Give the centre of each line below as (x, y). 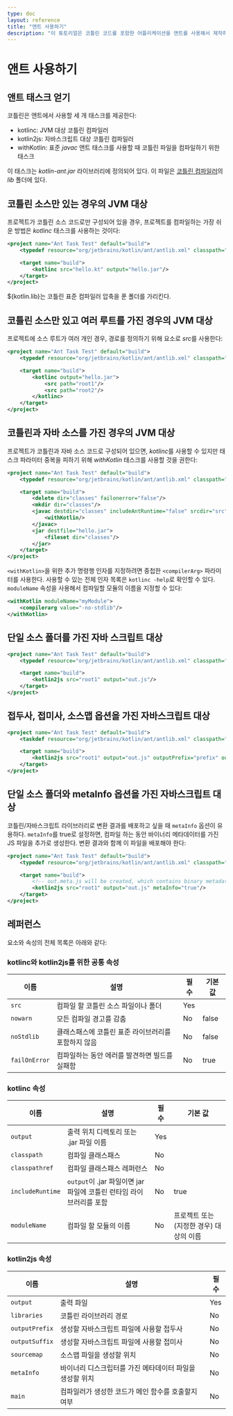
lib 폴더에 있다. (27, 180)
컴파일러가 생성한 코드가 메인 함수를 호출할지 (129, 1391)
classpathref (32, 1168)
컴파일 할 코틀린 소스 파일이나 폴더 (109, 1005)
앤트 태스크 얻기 (39, 97)
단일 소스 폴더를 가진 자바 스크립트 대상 (85, 638)
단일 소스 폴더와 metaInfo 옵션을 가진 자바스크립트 (109, 794)
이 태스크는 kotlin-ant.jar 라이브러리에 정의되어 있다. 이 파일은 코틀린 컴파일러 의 (115, 171)
